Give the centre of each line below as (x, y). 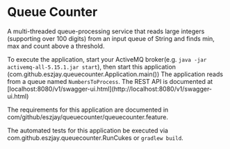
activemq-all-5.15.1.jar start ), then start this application (91, 67)
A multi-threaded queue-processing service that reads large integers (106, 31)
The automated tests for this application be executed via (88, 130)
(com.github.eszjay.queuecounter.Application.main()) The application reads (115, 74)
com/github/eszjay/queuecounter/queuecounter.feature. (88, 117)
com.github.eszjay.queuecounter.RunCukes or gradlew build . (96, 138)
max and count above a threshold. (56, 46)
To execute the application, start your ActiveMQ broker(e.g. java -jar (107, 59)
